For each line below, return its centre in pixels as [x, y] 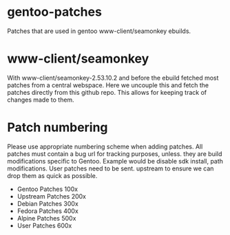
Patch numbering [57, 127]
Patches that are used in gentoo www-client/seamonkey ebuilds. [99, 31]
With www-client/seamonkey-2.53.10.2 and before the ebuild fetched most [113, 78]
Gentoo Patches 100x [47, 189]
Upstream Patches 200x [52, 196]
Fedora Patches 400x [48, 211]
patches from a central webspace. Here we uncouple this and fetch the [108, 85]
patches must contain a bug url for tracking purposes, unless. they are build [115, 154]
